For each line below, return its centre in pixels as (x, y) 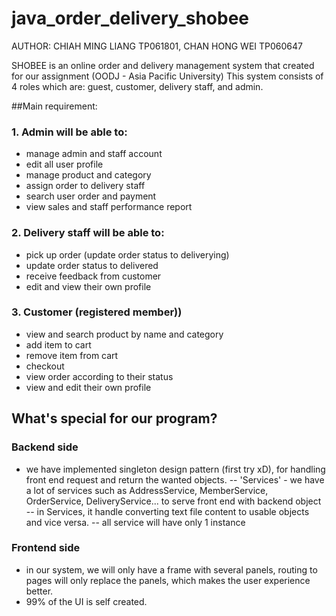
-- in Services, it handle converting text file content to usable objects (167, 511)
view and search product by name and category (124, 334)
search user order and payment (91, 196)
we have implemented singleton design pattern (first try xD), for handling (175, 469)
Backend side (45, 447)
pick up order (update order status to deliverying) (127, 254)
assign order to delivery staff (85, 186)
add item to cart (58, 344)
